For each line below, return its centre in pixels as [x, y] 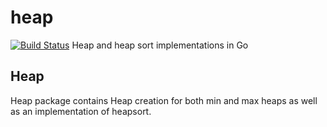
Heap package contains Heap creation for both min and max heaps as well [164, 100]
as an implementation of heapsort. [81, 111]
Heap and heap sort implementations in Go [160, 45]
